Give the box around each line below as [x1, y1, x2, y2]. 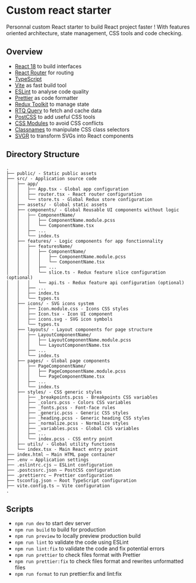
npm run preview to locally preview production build [14, 532, 141, 540]
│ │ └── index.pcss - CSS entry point [6, 435, 113, 442]
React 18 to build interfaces [14, 62, 82, 70]
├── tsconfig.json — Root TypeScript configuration [6, 477, 137, 484]
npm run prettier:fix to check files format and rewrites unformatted [14, 557, 184, 565]
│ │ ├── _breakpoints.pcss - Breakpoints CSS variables [6, 394, 159, 400]
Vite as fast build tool [14, 82, 67, 89]
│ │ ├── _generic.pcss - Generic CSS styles [6, 410, 129, 416]
